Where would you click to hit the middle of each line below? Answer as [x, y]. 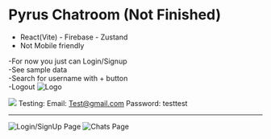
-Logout [22, 87]
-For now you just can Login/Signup [68, 61]
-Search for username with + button [68, 78]
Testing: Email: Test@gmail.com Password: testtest [103, 103]
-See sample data [38, 69]
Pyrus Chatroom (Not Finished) [115, 15]
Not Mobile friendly [52, 45]
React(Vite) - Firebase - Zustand [74, 37]
